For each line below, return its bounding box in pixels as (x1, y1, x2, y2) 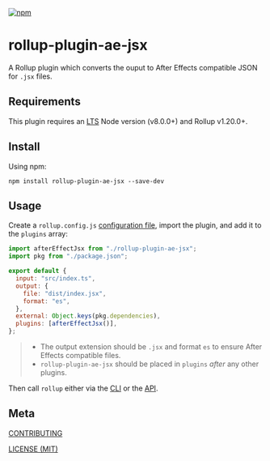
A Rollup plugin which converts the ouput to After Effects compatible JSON (8, 62, 258, 72)
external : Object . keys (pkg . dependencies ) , (15, 312, 161, 320)
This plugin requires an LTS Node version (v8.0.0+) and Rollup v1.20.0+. (8, 116, 248, 126)
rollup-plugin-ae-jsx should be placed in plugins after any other (40, 359, 259, 369)
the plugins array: (8, 229, 69, 239)
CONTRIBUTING (8, 428, 63, 438)
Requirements (8, 95, 81, 109)
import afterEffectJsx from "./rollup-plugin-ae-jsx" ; (8, 245, 197, 253)
